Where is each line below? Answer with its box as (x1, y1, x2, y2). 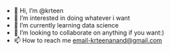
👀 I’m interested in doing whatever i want (13, 14, 130, 22)
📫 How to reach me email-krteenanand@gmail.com (13, 37, 163, 44)
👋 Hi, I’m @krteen (13, 7, 64, 14)
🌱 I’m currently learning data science (13, 21, 119, 29)
